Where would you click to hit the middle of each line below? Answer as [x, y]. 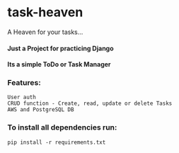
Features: [24, 83]
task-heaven [45, 12]
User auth [22, 97]
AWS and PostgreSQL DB [41, 110]
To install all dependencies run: [62, 127]
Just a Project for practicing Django [61, 48]
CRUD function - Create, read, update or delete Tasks [90, 103]
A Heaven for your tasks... [45, 32]
